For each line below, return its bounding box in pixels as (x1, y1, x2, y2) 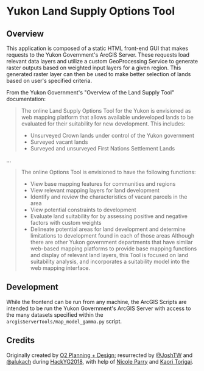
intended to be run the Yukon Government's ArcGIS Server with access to (6, 305, 191, 312)
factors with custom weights (30, 219, 102, 226)
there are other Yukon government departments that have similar (30, 239, 193, 246)
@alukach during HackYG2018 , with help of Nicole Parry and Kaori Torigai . (6, 358, 194, 365)
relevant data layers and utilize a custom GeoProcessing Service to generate (6, 58, 199, 65)
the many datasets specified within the (6, 311, 104, 318)
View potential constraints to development (30, 206, 136, 213)
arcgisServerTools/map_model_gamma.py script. (6, 317, 122, 325)
